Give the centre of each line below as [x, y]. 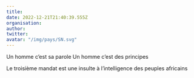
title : [15, 12]
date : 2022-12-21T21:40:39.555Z [47, 17]
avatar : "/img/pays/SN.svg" [42, 40]
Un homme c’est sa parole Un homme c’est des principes [77, 57]
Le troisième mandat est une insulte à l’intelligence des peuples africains [97, 68]
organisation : [24, 23]
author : [16, 28]
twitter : [17, 34]
